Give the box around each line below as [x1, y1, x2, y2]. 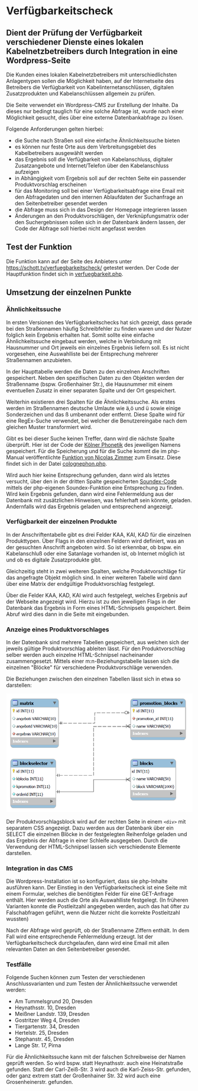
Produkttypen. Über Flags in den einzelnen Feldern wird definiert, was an [6, 537, 184, 544]
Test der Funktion [6, 242, 72, 252]
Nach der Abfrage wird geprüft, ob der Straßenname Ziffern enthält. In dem [6, 927, 190, 934]
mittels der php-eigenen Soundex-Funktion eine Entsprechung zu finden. [6, 484, 184, 491]
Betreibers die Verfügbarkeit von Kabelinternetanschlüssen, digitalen [6, 84, 174, 91]
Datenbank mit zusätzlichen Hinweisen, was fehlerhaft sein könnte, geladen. [6, 496, 192, 503]
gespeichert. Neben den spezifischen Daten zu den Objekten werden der [6, 374, 184, 381]
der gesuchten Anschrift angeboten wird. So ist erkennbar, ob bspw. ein [6, 543, 181, 551]
